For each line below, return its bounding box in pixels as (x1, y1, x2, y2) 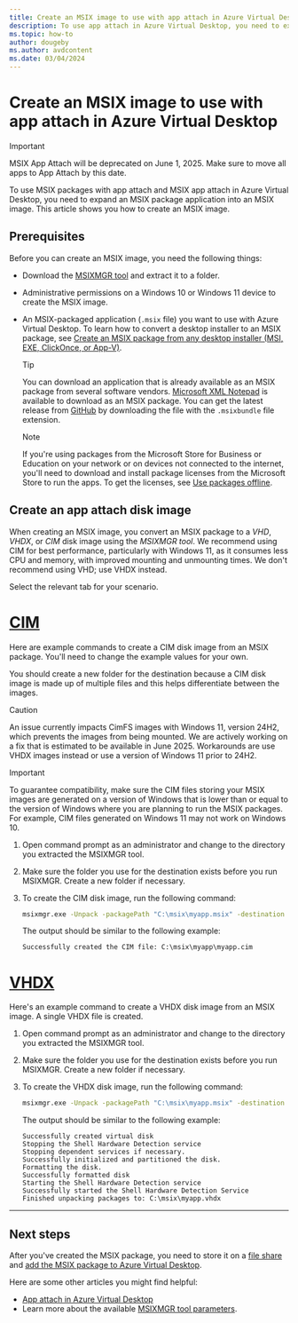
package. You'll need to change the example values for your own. (9, 651, 249, 661)
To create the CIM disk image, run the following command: (21, 892, 237, 903)
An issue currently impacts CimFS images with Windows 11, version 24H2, (9, 721, 279, 733)
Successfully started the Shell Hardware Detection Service (21, 1186, 249, 1195)
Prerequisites (9, 229, 85, 244)
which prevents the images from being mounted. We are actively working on (9, 731, 288, 741)
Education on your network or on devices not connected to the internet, (21, 458, 284, 469)
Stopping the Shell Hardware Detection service (21, 1140, 201, 1149)
